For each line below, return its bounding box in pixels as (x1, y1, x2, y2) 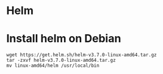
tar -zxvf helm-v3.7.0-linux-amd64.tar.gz (6, 57, 116, 64)
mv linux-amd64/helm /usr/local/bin (6, 62, 100, 69)
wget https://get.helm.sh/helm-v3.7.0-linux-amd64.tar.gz (6, 52, 157, 58)
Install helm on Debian (6, 32, 121, 46)
